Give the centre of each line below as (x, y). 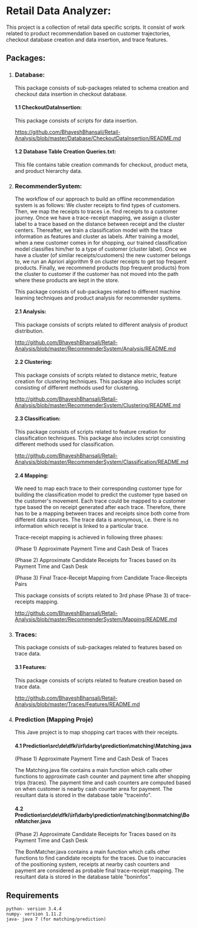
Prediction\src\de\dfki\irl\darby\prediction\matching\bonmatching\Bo (102, 815)
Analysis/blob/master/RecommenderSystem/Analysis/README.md (95, 348)
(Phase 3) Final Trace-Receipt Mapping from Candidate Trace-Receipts (101, 578)
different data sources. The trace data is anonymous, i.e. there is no (97, 520)
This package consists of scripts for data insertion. (76, 120)
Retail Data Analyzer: (59, 11)
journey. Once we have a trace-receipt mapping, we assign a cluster (97, 218)
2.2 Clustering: (34, 362)
